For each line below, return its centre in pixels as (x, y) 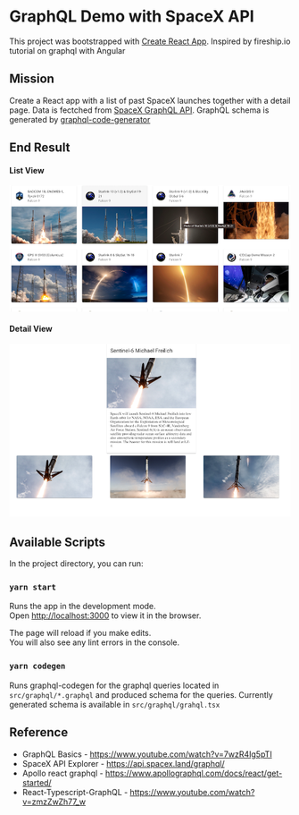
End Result (40, 148)
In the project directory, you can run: (76, 564)
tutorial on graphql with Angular (67, 50)
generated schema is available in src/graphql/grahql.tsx (115, 704)
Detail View (31, 329)
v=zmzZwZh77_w (54, 802)
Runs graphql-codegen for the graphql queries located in (114, 685)
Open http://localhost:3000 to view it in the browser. (105, 615)
